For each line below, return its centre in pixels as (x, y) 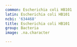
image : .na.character (28, 33)
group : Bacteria (22, 28)
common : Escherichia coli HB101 (38, 10)
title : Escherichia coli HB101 (38, 23)
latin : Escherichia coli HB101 (38, 14)
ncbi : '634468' (21, 19)
